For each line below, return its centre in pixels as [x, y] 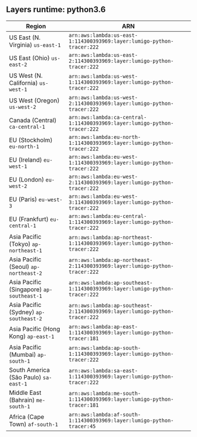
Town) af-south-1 [34, 424]
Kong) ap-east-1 [32, 336]
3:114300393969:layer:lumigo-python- [121, 202]
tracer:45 [82, 426]
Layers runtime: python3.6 [56, 10]
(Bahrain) [22, 400]
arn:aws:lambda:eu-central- [108, 216]
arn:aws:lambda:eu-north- [105, 137]
